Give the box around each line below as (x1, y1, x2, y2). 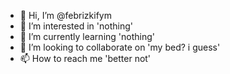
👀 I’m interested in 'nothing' (19, 20, 133, 32)
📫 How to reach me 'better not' (19, 53, 152, 64)
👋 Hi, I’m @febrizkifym (19, 10, 112, 21)
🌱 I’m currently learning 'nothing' (19, 31, 155, 42)
